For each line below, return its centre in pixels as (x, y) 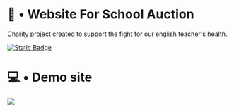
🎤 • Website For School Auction (101, 14)
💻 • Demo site (50, 77)
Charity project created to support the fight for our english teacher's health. (117, 34)
